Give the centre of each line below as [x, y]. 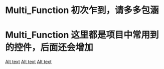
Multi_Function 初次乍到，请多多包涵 [82, 10]
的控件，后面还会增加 [49, 47]
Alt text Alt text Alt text [28, 62]
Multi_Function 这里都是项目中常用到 [82, 35]
